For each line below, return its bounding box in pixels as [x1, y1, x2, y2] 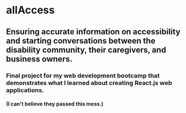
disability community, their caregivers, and [6, 45, 167, 55]
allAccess [6, 3, 55, 17]
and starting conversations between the [6, 36, 156, 45]
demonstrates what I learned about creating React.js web [6, 79, 173, 87]
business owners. [6, 54, 73, 64]
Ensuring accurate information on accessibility [6, 27, 181, 37]
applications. [6, 86, 44, 94]
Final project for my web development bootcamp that [6, 71, 160, 79]
